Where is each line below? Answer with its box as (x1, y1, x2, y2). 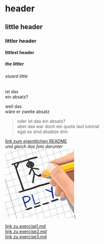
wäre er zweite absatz (5, 108, 50, 114)
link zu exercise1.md (5, 223, 46, 229)
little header (5, 23, 43, 31)
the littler (5, 61, 24, 67)
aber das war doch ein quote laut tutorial (17, 123, 100, 129)
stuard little (5, 73, 28, 79)
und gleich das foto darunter (5, 143, 63, 149)
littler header (5, 37, 37, 44)
